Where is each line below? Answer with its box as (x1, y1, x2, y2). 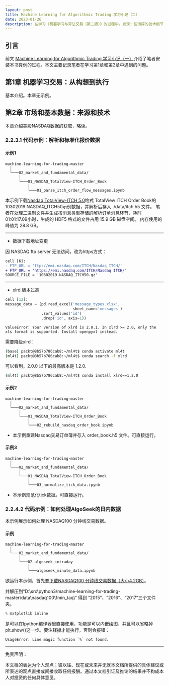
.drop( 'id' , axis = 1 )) (41, 315, 87, 321)
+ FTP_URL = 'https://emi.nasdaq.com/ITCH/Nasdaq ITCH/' (5, 268, 127, 273)
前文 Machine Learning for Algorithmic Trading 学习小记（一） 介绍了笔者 (5, 56, 156, 62)
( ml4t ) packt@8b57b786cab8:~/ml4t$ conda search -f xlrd (5, 353, 127, 359)
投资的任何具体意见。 (14, 674, 58, 680)
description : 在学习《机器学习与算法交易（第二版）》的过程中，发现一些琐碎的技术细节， (5, 21, 167, 27)
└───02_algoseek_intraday (18, 559, 73, 565)
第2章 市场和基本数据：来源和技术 (5, 109, 111, 117)
